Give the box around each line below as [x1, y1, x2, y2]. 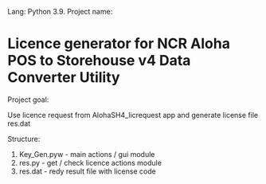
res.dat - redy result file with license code [18, 166, 156, 176]
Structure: [7, 134, 41, 143]
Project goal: [7, 95, 49, 104]
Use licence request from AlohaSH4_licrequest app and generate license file [7, 110, 259, 119]
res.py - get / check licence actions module [18, 158, 162, 167]
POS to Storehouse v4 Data [7, 52, 191, 70]
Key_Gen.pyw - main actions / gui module [18, 149, 155, 159]
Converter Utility [7, 69, 120, 87]
